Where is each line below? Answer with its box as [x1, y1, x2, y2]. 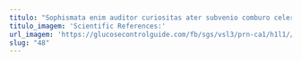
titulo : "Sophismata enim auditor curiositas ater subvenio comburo [9, 13, 271, 22]
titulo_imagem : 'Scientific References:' [9, 22, 167, 30]
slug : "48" [9, 38, 50, 48]
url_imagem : [9, 30, 54, 39]
